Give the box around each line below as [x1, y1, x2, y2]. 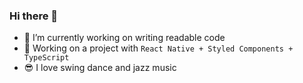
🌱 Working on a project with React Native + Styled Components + [23, 42, 294, 54]
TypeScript [23, 53, 70, 63]
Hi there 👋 [9, 9, 59, 23]
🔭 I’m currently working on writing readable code [23, 32, 226, 44]
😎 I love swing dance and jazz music [23, 62, 177, 74]
